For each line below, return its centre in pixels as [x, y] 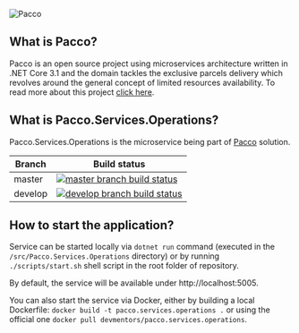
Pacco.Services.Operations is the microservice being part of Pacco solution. [150, 141]
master [28, 179]
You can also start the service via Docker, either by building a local [132, 301]
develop [31, 193]
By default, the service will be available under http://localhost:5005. [134, 283]
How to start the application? [92, 225]
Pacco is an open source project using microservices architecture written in [149, 64]
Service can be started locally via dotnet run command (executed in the [142, 247]
